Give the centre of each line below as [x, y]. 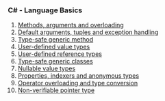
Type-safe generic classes [55, 61]
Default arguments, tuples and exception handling [88, 32]
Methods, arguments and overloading [71, 25]
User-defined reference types [60, 54]
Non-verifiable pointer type [56, 90]
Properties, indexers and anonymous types [78, 76]
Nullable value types [47, 69]
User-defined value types [54, 47]
